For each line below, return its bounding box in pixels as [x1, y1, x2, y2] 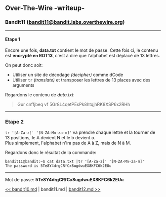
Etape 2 [5, 118, 24, 125]
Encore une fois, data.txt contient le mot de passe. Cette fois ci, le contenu [5, 47, 158, 53]
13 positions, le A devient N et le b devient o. [5, 135, 96, 141]
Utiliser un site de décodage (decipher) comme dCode [12, 72, 124, 78]
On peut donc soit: [5, 62, 43, 68]
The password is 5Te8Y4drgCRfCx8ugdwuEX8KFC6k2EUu [5, 163, 112, 168]
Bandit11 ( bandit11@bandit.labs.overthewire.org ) [5, 19, 125, 26]
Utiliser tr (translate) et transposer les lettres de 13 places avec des [12, 77, 151, 83]
